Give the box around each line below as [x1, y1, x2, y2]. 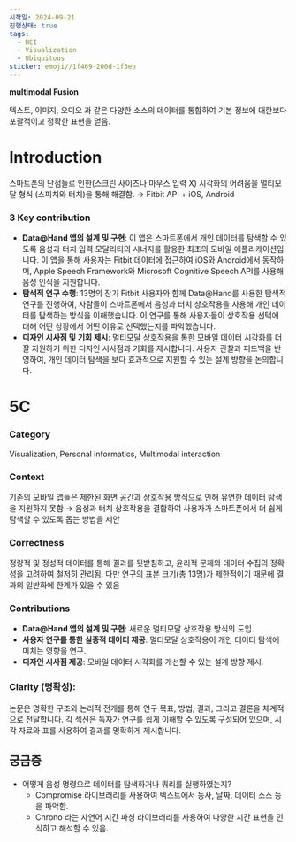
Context [9, 471, 45, 483]
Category [9, 428, 51, 440]
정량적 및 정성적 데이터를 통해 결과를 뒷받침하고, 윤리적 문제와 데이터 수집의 [9, 558, 269, 569]
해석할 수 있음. [58, 823, 109, 833]
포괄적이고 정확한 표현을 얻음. [9, 116, 111, 126]
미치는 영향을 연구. [21, 646, 87, 656]
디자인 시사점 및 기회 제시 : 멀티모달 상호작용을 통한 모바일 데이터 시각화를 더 [21, 333, 283, 343]
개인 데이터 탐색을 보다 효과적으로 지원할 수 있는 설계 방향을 [48, 355, 254, 365]
